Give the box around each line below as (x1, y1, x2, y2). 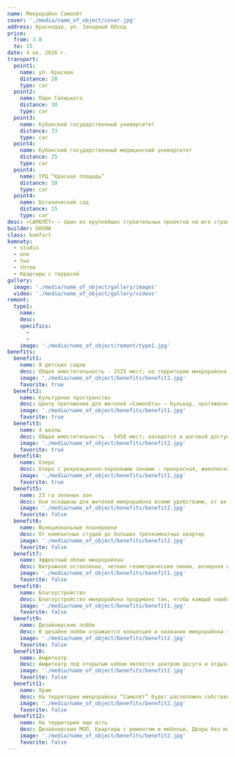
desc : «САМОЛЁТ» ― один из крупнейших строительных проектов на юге (7, 218, 211, 225)
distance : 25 (20, 153, 58, 161)
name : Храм (20, 686, 52, 693)
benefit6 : (13, 518, 42, 525)
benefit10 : (13, 648, 45, 655)
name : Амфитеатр (20, 654, 68, 661)
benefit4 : (13, 453, 42, 460)
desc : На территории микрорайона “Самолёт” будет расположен (20, 693, 201, 700)
